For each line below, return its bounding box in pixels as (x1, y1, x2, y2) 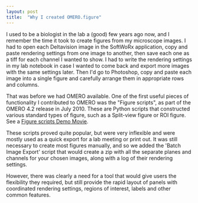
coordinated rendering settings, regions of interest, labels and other (6, 185, 171, 192)
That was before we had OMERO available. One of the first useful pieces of (6, 93, 189, 100)
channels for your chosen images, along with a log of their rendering (6, 154, 173, 161)
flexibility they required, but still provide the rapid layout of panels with (6, 179, 178, 186)
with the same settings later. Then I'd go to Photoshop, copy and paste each (6, 68, 192, 75)
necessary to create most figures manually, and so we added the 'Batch (6, 142, 181, 149)
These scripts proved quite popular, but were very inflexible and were (6, 129, 176, 137)
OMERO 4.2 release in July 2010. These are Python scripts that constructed (6, 105, 190, 112)
